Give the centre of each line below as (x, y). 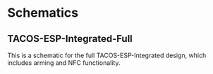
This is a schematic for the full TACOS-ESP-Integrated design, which (107, 55)
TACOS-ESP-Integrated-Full (70, 39)
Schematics (43, 13)
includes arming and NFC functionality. (64, 63)
